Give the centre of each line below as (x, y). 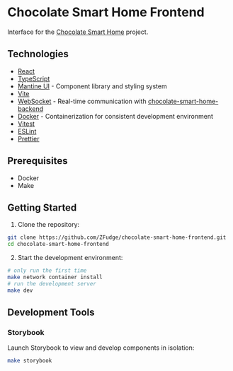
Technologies (38, 54)
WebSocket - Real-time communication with (82, 101)
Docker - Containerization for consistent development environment (115, 116)
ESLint (27, 131)
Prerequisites (38, 161)
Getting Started (42, 207)
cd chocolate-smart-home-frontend (58, 245)
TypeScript (34, 78)
